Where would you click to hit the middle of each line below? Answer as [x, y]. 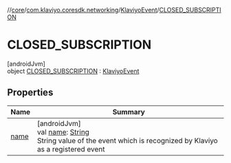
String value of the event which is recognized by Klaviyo [127, 140]
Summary [129, 112]
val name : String [63, 131]
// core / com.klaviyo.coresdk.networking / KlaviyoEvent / [83, 10]
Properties [30, 93]
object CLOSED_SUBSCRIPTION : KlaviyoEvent [73, 71]
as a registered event [71, 149]
